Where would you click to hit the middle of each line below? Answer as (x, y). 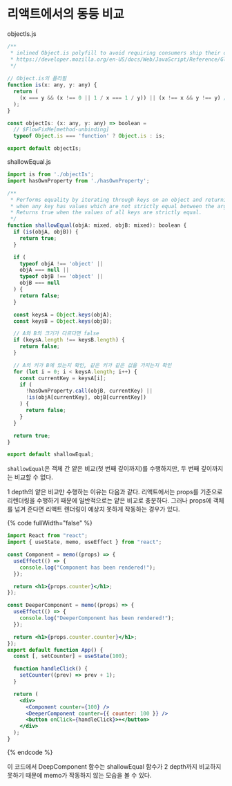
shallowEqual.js (29, 162)
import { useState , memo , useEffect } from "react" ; (85, 542)
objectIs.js (22, 34)
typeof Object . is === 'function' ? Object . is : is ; (89, 136)
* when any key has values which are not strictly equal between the (112, 206)
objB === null (40, 283)
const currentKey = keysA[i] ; (63, 378)
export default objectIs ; (44, 149)
